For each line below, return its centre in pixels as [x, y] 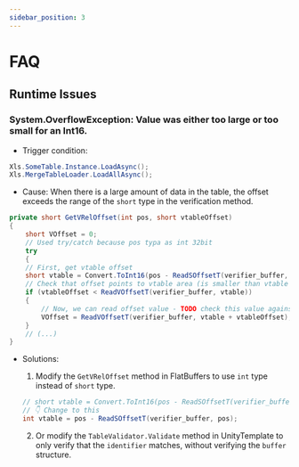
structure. [53, 455]
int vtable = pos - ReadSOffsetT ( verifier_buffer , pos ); [130, 419]
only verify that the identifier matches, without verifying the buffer [161, 445]
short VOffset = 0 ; [61, 234]
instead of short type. [75, 386]
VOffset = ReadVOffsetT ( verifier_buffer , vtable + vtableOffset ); [167, 317]
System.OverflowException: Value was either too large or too [144, 119]
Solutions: [40, 359]
